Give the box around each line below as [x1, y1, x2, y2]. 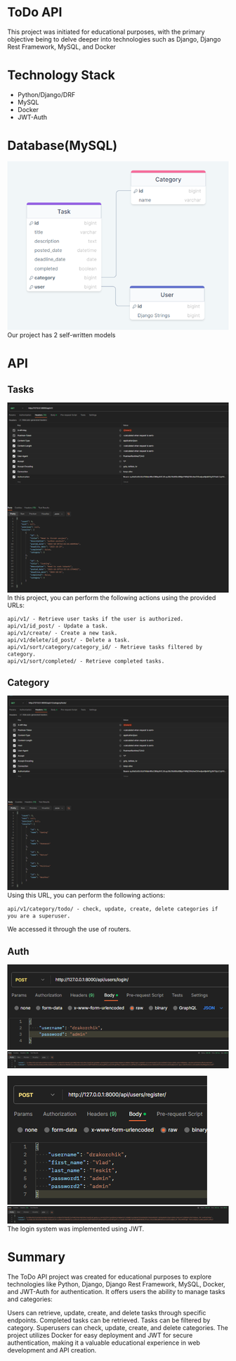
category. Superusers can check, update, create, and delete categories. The [7, 1323, 228, 1331]
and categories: [7, 1295, 53, 1303]
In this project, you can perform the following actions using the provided [7, 593, 216, 602]
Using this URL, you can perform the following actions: [7, 891, 165, 900]
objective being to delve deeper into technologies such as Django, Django [7, 35, 221, 43]
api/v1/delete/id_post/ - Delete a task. [7, 636, 131, 644]
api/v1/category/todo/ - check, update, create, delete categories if [7, 905, 218, 912]
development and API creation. [7, 1346, 97, 1354]
